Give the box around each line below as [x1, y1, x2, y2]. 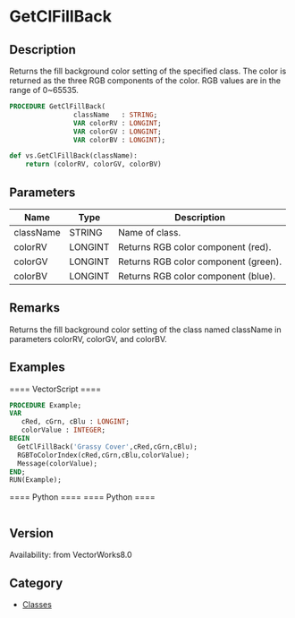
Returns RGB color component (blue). [117, 270, 276, 282]
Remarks [9, 300, 61, 315]
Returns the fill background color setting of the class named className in [9, 324, 282, 335]
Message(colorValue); [17, 459, 98, 468]
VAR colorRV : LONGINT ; [72, 118, 163, 127]
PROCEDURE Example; [9, 400, 82, 409]
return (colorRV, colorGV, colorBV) [25, 159, 163, 169]
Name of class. [117, 226, 181, 238]
